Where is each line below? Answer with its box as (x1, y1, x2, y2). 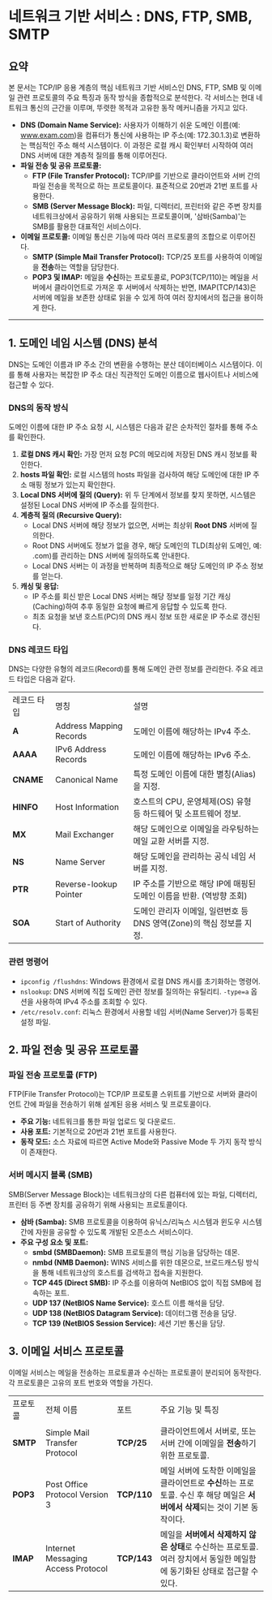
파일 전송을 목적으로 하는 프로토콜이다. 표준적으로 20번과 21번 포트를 (32, 181, 249, 191)
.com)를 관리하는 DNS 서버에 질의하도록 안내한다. (32, 551, 190, 561)
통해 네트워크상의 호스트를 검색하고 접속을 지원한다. (40, 1267, 204, 1277)
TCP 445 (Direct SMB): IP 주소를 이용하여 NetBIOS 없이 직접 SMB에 (32, 1278, 253, 1287)
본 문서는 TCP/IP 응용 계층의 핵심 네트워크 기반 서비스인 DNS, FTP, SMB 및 (8, 83, 247, 92)
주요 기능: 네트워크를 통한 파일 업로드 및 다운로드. (19, 1117, 176, 1127)
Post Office (45, 1478, 88, 1490)
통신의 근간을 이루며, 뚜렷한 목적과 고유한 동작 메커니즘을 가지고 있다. (29, 103, 249, 112)
